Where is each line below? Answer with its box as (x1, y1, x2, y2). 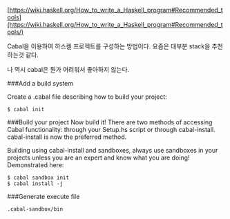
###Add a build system (7, 79, 74, 87)
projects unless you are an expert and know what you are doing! (7, 153, 190, 162)
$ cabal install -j (7, 180, 64, 187)
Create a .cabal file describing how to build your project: (7, 93, 167, 101)
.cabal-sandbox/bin (7, 206, 64, 213)
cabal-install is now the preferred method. (7, 133, 127, 141)
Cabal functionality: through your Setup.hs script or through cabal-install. (7, 126, 215, 133)
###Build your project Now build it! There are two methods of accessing (7, 118, 213, 126)
